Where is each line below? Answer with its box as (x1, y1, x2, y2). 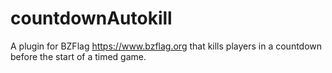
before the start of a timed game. (10, 50, 147, 62)
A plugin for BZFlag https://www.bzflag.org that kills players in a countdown (10, 40, 323, 52)
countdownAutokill (10, 7, 173, 30)
